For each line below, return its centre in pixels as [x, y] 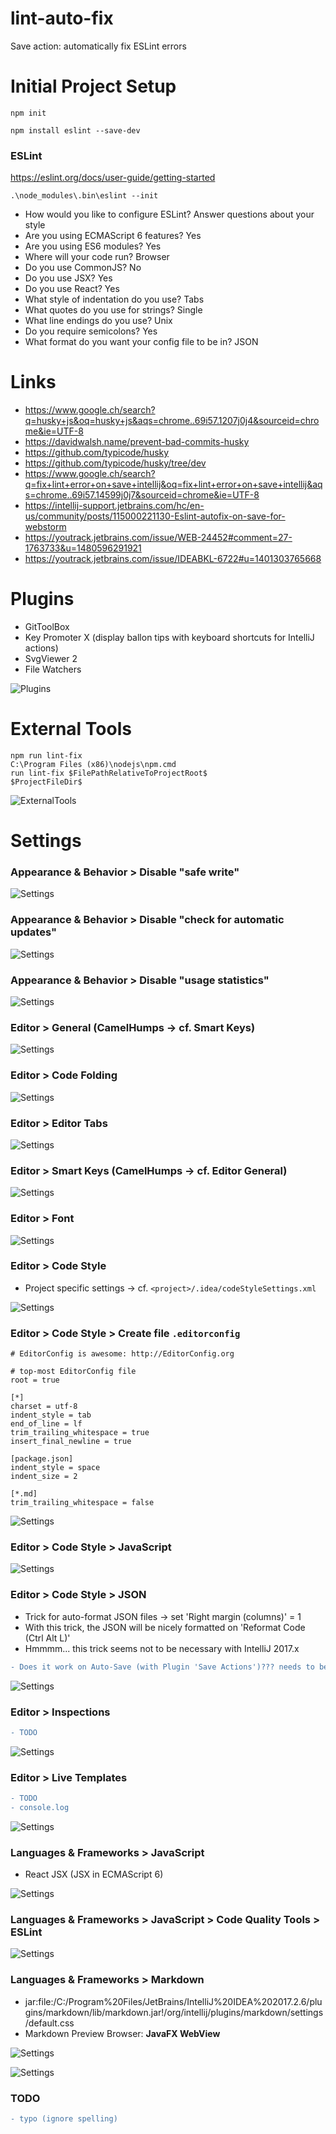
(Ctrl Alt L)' [47, 1638]
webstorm [45, 527]
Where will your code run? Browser [97, 257]
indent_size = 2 [44, 1477]
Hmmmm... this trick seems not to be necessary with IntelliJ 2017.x [162, 1648]
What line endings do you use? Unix [98, 321]
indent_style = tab [51, 1415]
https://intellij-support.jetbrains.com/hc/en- [114, 506]
